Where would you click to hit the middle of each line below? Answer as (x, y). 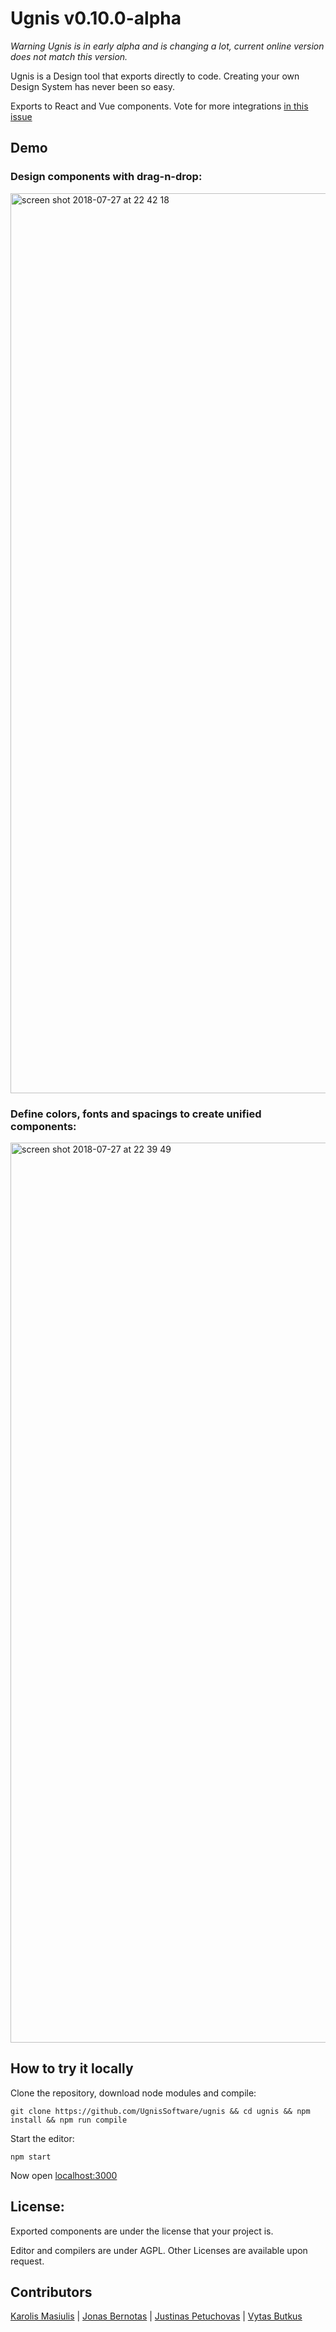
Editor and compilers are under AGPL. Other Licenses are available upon (159, 2250)
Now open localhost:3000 (64, 2175)
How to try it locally (72, 2068)
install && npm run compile (69, 2120)
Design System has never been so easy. (93, 86)
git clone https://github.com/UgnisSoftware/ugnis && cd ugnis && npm (160, 2111)
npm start (31, 2157)
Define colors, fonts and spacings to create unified (136, 1114)
